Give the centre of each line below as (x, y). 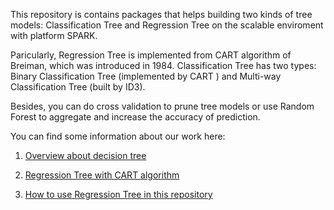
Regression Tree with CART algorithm (102, 175)
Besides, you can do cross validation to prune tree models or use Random (162, 106)
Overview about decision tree (85, 155)
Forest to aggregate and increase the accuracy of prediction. (135, 117)
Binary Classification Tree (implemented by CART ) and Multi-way (146, 76)
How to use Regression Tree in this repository (118, 194)
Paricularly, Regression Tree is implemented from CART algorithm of (151, 55)
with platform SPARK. (54, 35)
